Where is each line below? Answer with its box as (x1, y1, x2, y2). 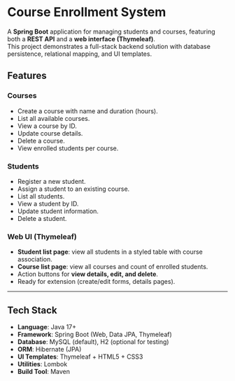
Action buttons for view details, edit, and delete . (17, 270, 159, 278)
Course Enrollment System (7, 4, 166, 20)
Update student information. (17, 207, 99, 215)
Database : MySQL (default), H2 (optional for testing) (17, 338, 169, 346)
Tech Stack (7, 304, 57, 316)
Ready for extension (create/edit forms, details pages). (17, 278, 176, 286)
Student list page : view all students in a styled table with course (17, 247, 203, 256)
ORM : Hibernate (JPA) (17, 345, 82, 354)
